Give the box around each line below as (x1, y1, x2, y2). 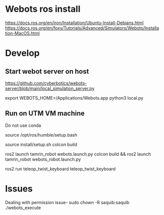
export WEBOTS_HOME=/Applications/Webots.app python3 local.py (5, 95, 144, 101)
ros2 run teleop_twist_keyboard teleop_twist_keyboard (5, 166, 116, 172)
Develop (5, 48, 40, 59)
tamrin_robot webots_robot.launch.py (5, 156, 81, 162)
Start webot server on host (5, 67, 89, 75)
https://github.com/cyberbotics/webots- (5, 80, 87, 86)
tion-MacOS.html (5, 30, 40, 36)
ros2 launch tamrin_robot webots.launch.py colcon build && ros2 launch (5, 151, 151, 157)
